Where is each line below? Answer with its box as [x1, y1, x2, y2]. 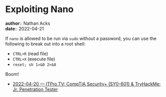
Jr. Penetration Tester [12, 86, 58, 92]
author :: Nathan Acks [5, 20, 51, 26]
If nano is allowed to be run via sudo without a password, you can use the [5, 35, 157, 41]
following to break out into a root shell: [5, 40, 86, 46]
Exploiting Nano [5, 4, 74, 15]
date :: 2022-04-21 [5, 25, 44, 31]
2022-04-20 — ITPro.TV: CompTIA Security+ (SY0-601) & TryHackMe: [12, 81, 161, 87]
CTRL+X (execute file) [12, 56, 55, 62]
